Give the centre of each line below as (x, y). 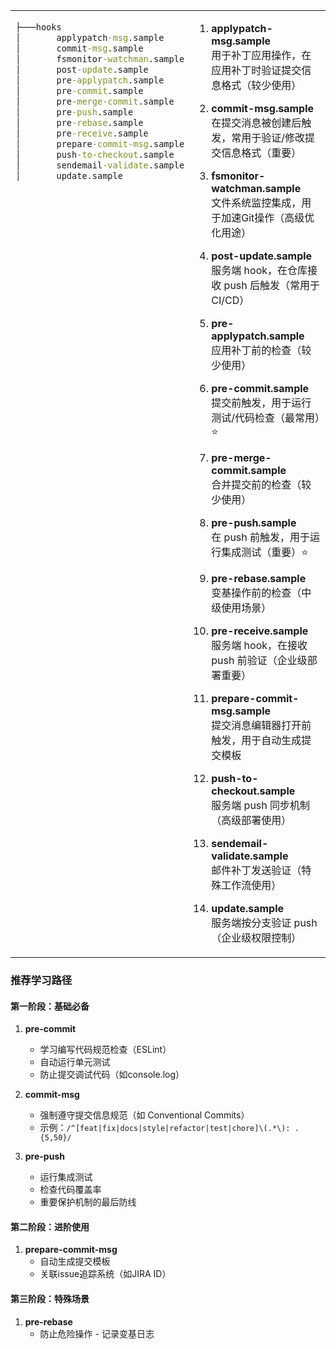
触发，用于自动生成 (256, 740)
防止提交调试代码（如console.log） (112, 1075)
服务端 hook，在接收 (259, 645)
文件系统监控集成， (256, 202)
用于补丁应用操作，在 (261, 55)
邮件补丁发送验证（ (256, 870)
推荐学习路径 (41, 980)
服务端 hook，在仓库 (259, 270)
